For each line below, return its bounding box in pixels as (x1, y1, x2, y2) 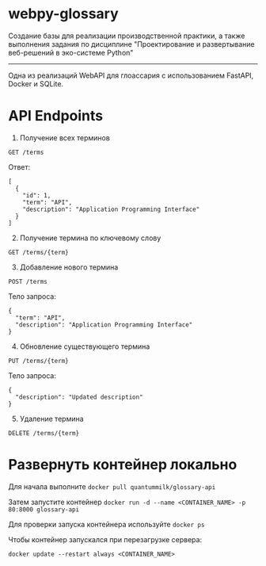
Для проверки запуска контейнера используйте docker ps (8, 519, 205, 529)
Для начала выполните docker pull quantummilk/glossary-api (8, 481, 216, 491)
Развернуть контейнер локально (8, 456, 237, 474)
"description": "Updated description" (15, 393, 144, 401)
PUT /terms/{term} (8, 357, 69, 365)
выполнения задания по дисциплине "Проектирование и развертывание (8, 39, 255, 48)
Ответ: (8, 162, 31, 171)
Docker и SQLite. (8, 78, 64, 88)
